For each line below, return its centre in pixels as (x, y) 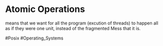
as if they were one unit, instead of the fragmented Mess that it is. (73, 28)
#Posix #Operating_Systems (34, 38)
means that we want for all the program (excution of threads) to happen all (82, 23)
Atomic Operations (45, 9)
